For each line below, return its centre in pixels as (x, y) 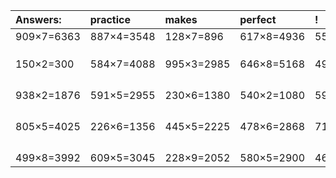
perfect (258, 19)
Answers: (38, 19)
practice (110, 19)
